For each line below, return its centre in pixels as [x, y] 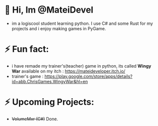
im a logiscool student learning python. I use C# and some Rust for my [82, 23]
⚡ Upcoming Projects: [49, 102]
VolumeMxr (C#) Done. [35, 119]
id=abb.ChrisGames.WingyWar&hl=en [50, 81]
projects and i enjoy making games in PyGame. [59, 28]
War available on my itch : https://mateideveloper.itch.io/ [68, 71]
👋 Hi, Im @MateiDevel [49, 10]
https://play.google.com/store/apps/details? [88, 76]
